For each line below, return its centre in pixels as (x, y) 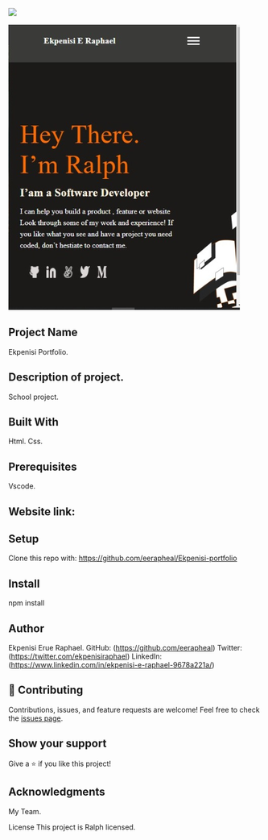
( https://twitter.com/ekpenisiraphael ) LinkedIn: (85, 656)
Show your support (58, 744)
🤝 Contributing (46, 690)
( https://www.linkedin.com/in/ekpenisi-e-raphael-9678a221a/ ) (111, 665)
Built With (33, 422)
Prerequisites (43, 466)
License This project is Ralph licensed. (72, 827)
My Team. (25, 811)
